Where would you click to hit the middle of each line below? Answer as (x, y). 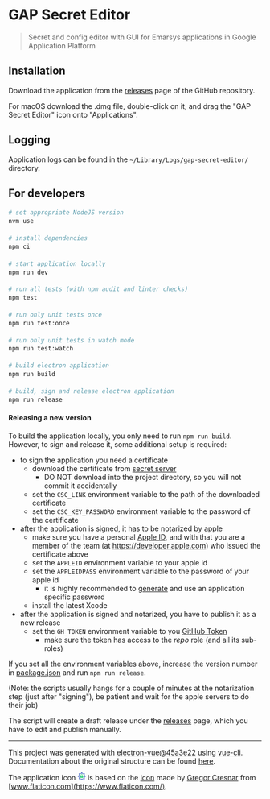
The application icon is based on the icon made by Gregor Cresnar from (132, 777)
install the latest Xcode (70, 605)
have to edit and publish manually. (65, 729)
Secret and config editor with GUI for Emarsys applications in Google (142, 37)
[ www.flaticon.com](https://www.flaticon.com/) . (88, 786)
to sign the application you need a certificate (94, 460)
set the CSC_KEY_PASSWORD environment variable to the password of (141, 511)
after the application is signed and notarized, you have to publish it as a (138, 614)
